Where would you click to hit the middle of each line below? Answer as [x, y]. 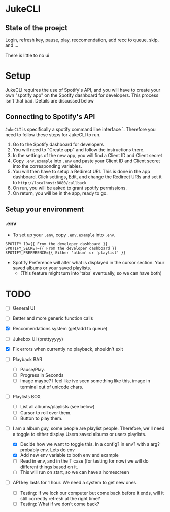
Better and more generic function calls [53, 318]
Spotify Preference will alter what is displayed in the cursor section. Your [89, 263]
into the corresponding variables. [47, 166]
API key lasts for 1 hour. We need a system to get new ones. [75, 482]
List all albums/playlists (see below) [57, 407]
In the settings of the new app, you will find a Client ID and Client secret [87, 155]
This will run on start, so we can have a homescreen [75, 472]
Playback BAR [27, 359]
